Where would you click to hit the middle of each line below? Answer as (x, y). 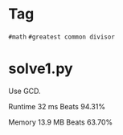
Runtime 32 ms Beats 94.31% (57, 106)
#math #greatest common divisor (61, 37)
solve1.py (41, 69)
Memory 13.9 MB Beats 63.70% (61, 122)
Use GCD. (25, 91)
